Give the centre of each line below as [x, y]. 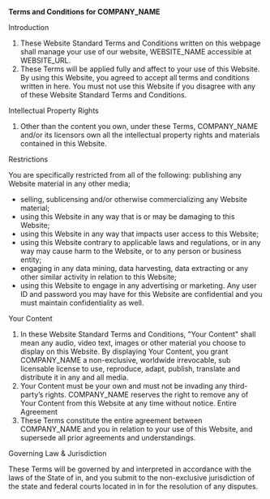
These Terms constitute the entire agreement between [111, 420]
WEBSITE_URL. [45, 60]
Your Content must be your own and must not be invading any [124, 386]
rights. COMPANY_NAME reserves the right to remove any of [147, 394]
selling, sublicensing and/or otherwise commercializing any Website [133, 199]
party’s [32, 394]
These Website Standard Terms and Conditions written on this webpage [140, 43]
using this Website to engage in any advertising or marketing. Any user [138, 286]
